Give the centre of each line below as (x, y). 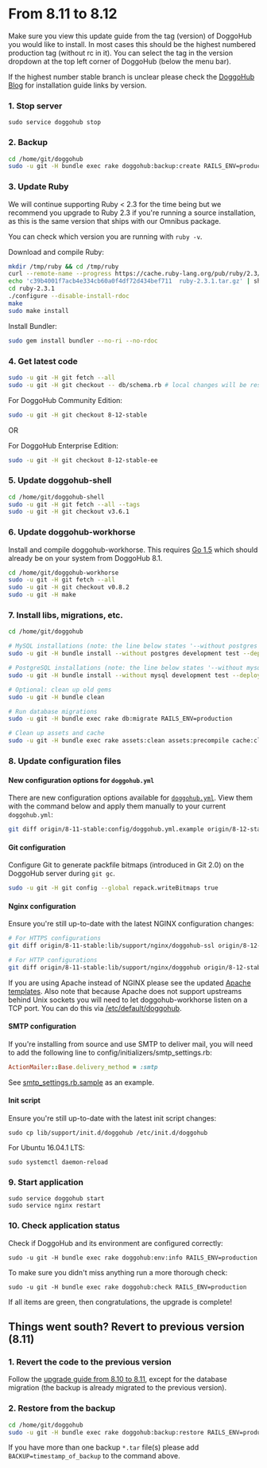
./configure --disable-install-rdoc (69, 296)
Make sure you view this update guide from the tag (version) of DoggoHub (130, 36)
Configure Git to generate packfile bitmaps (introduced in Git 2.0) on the (126, 865)
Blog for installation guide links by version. (77, 85)
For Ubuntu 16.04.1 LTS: (46, 1148)
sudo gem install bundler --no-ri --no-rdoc (83, 341)
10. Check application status (64, 1226)
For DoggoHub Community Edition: (66, 400)
